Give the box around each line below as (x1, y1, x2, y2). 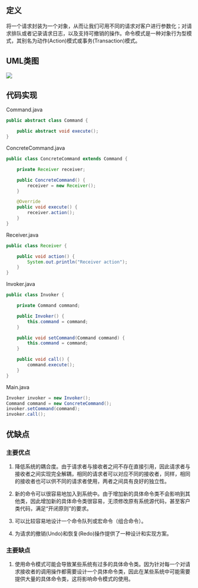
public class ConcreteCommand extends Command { (6, 156, 128, 162)
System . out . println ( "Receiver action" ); (27, 259, 128, 265)
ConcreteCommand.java (6, 144, 65, 152)
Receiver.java (6, 231, 39, 238)
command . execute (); (27, 362, 75, 368)
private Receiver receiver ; (16, 166, 85, 172)
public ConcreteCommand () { (16, 177, 85, 183)
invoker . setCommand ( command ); (6, 406, 81, 412)
